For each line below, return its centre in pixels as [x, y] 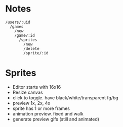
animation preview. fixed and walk [48, 113]
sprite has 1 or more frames [41, 108]
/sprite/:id [36, 53]
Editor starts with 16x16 [37, 87]
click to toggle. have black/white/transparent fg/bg [65, 98]
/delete [31, 48]
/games [17, 26]
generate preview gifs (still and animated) [56, 119]
